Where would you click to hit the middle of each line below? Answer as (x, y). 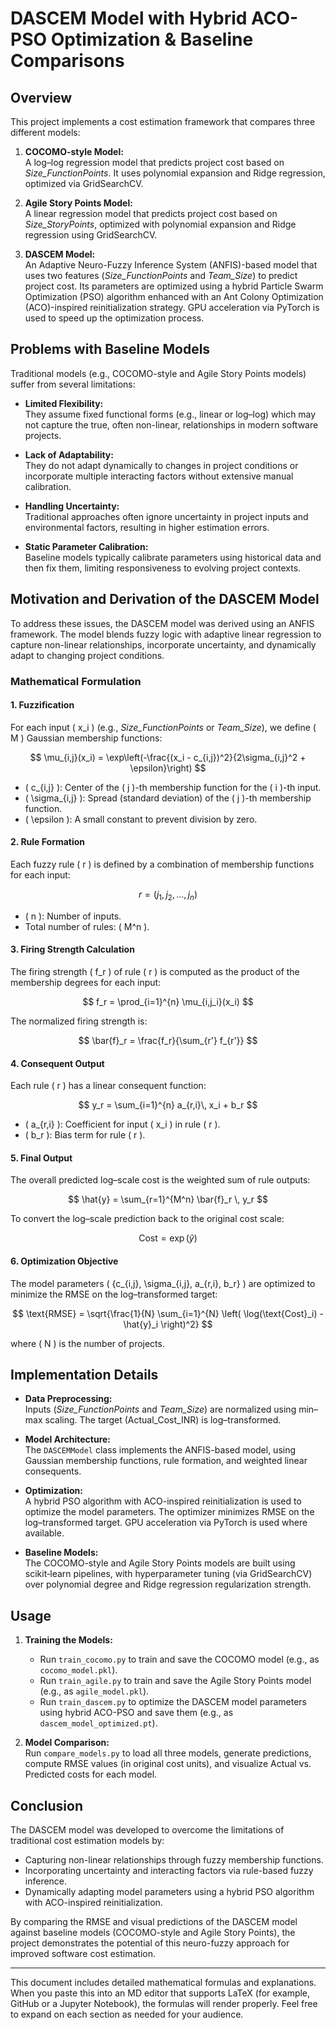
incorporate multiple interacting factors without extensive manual (159, 476)
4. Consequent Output (57, 1063)
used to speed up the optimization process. (114, 318)
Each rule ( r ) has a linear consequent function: (108, 1086)
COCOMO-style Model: (74, 151)
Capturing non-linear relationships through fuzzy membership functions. (174, 1860)
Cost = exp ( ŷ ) (168, 1238)
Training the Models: (68, 1640)
